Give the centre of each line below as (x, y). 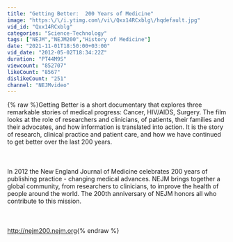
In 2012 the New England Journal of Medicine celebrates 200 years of (107, 172)
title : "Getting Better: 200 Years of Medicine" (81, 14)
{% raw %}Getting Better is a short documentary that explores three (105, 105)
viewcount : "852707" (37, 66)
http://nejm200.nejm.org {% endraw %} (63, 231)
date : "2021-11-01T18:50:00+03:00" (59, 46)
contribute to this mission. (45, 201)
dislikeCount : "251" (37, 78)
